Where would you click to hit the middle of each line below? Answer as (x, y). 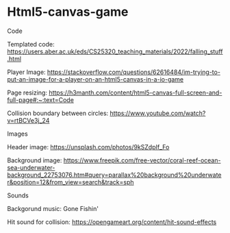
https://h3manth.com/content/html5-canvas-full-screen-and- (136, 93)
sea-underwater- (31, 167)
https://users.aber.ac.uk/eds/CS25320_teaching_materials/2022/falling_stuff (115, 51)
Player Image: (26, 72)
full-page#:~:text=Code (40, 99)
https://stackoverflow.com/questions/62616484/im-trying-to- (134, 72)
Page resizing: (27, 93)
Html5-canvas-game (68, 12)
